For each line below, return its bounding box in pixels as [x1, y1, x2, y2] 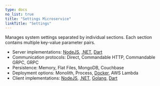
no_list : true [5, 12, 34, 17]
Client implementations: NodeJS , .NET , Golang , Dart [12, 75, 118, 81]
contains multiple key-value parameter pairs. [5, 40, 96, 46]
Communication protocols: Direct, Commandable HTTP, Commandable [12, 55, 156, 60]
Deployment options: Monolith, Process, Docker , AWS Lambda [12, 70, 138, 76]
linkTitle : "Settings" [5, 21, 52, 26]
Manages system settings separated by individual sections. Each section [5, 34, 152, 40]
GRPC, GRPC [12, 59, 39, 65]
